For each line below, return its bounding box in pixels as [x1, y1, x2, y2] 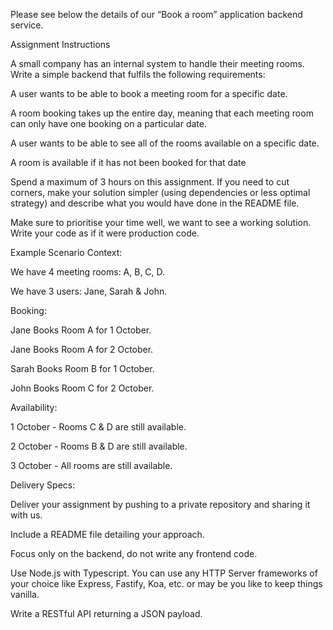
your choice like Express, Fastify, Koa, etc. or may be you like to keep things [10, 578, 323, 589]
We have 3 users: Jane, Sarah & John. [10, 285, 168, 297]
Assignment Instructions [10, 39, 111, 50]
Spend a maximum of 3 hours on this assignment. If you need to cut [10, 176, 290, 188]
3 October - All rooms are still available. [10, 460, 173, 471]
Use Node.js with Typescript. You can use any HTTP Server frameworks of [10, 567, 318, 579]
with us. [10, 509, 43, 521]
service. [10, 19, 44, 31]
